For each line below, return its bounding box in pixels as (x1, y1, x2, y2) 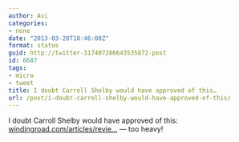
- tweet (8, 79, 34, 87)
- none (8, 26, 30, 34)
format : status (8, 42, 59, 50)
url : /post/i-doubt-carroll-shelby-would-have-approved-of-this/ (8, 94, 231, 102)
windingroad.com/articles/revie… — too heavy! (8, 124, 164, 134)
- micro (8, 71, 34, 79)
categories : (8, 19, 48, 27)
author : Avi (8, 11, 48, 20)
